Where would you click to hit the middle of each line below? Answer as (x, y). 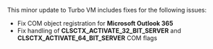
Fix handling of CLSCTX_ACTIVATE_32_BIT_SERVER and (99, 31)
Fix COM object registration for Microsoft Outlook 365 (95, 23)
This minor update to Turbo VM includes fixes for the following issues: (107, 10)
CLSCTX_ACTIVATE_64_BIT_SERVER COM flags (87, 38)
